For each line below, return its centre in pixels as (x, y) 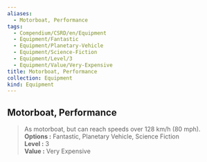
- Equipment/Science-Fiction (55, 53)
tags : (15, 26)
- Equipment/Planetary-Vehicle (58, 46)
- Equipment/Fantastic (46, 39)
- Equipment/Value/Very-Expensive (63, 65)
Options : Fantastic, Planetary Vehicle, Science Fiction (102, 136)
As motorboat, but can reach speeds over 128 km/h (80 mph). (112, 129)
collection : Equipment (40, 78)
